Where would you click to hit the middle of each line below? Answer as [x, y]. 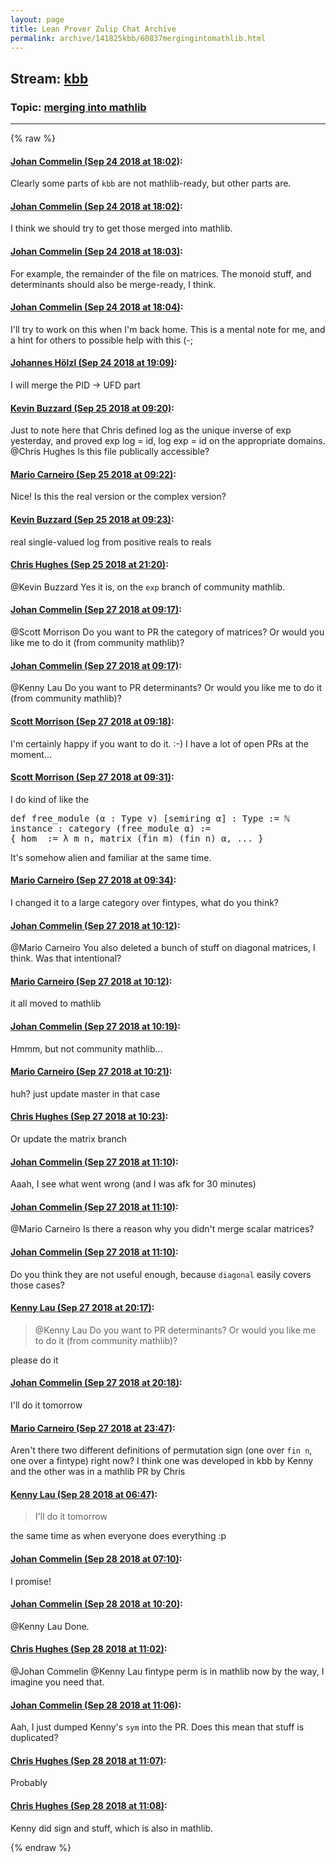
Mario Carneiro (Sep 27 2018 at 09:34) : [93, 880]
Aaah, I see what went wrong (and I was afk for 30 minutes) [133, 1184]
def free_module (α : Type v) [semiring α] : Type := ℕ [150, 818]
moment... [31, 754]
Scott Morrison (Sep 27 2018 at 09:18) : [92, 721]
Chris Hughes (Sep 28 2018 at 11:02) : [89, 1649]
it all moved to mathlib [56, 1003]
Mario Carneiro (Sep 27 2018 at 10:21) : [91, 1072]
